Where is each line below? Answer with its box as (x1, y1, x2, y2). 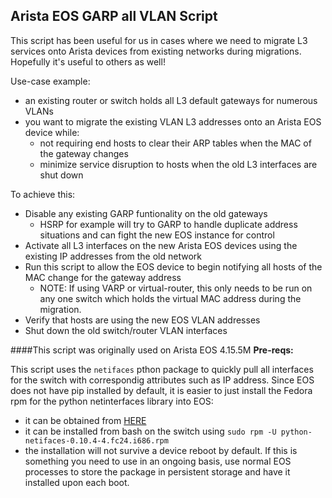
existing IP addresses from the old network (24, 250, 203, 262)
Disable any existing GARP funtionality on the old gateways (24, 207, 268, 219)
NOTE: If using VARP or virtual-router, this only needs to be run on (39, 282, 313, 294)
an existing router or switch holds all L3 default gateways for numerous (24, 94, 318, 106)
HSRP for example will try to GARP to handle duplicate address (39, 218, 298, 230)
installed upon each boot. (24, 476, 130, 488)
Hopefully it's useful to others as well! (10, 55, 166, 68)
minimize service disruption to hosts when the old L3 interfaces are (39, 158, 318, 170)
